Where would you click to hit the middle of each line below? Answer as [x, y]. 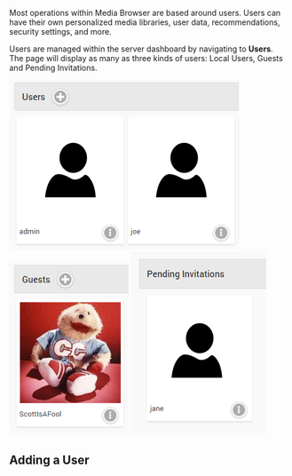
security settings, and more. [61, 32]
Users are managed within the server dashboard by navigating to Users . [141, 49]
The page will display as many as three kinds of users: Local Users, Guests [146, 58]
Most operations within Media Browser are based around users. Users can [145, 13]
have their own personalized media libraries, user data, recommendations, [145, 22]
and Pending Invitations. [53, 67]
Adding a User [50, 460]
